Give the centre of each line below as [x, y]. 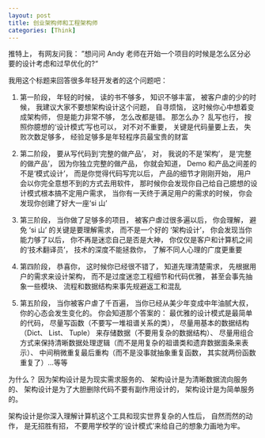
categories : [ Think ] [42, 30]
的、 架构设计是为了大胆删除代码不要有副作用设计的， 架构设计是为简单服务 [131, 390]
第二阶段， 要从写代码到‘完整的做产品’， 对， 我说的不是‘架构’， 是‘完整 [135, 154]
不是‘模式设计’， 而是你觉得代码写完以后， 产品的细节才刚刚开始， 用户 [135, 173]
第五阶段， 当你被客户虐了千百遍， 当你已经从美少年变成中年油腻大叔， [136, 303]
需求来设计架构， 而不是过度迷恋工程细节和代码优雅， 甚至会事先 [140, 276]
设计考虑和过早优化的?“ [60, 63]
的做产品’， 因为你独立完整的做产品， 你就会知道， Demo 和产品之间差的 [138, 164]
